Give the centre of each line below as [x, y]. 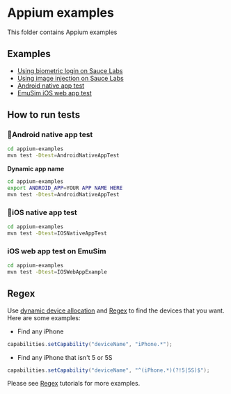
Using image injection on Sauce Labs [70, 78]
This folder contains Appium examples [62, 32]
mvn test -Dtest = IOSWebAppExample [57, 272]
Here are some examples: [44, 317]
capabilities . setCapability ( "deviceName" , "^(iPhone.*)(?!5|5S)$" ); [109, 370]
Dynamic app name [36, 169]
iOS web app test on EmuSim [57, 251]
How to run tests [44, 115]
